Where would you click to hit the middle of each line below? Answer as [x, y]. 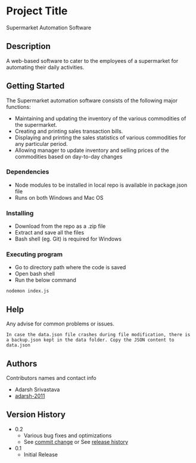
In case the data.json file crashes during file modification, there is [98, 335]
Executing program [35, 254]
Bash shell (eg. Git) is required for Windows [68, 239]
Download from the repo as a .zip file [60, 226]
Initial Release [41, 454]
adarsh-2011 [30, 396]
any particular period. [41, 144]
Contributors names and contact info [51, 378]
